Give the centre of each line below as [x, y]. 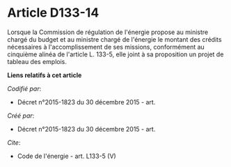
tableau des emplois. [37, 61]
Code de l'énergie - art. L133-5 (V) [66, 156]
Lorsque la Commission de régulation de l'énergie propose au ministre [108, 32]
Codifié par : [24, 88]
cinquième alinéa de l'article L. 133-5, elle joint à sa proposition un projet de [115, 54]
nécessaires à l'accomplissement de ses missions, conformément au [106, 47]
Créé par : [21, 116]
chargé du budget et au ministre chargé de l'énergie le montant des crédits [114, 39]
